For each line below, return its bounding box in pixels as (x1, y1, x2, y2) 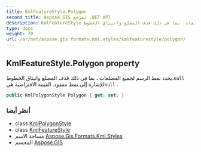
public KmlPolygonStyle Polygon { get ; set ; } (6, 92, 124, 98)
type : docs (6, 25, 33, 32)
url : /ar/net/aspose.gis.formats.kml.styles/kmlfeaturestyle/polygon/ (6, 36, 186, 42)
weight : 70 (6, 31, 33, 37)
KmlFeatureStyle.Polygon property (6, 58, 140, 69)
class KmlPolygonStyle (14, 120, 72, 127)
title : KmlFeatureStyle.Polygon (6, 8, 87, 15)
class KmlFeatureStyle (14, 126, 71, 133)
